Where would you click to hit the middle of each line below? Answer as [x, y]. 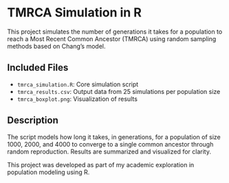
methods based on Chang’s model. [56, 46]
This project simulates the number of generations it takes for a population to [115, 32]
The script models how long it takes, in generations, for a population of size [114, 137]
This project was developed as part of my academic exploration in [101, 164]
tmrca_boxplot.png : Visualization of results [77, 99]
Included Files [38, 68]
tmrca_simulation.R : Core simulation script [78, 84]
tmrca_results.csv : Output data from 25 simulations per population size [119, 91]
